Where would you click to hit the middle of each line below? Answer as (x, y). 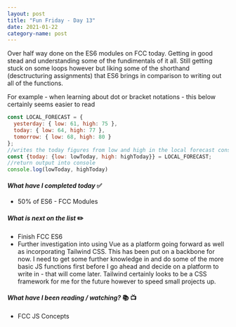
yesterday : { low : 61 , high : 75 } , (66, 124)
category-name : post (38, 33)
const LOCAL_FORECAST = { (45, 117)
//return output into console (52, 163)
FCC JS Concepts (43, 316)
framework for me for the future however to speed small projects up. (117, 281)
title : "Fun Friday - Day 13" (52, 20)
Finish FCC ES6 (40, 236)
